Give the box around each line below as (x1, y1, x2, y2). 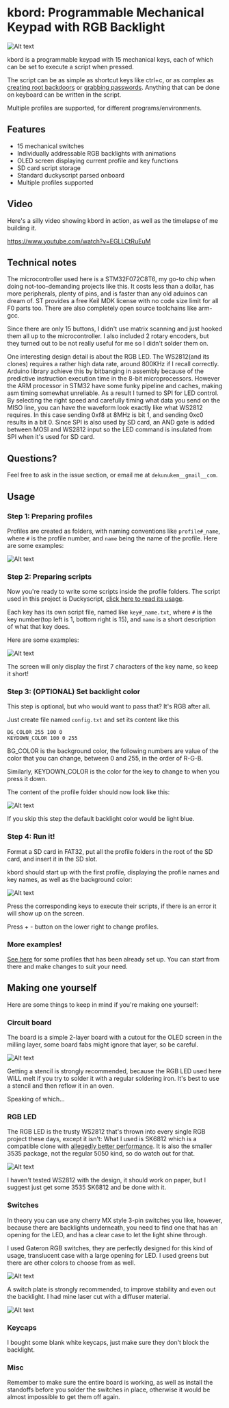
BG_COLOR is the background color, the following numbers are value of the (7, 747, 219, 755)
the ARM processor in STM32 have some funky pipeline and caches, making (7, 382, 223, 390)
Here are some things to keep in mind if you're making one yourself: (7, 1000, 198, 1009)
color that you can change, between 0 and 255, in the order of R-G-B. (7, 754, 204, 763)
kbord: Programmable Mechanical (7, 5, 204, 21)
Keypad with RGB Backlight (7, 19, 165, 35)
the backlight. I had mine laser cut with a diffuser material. (7, 1292, 171, 1300)
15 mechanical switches (16, 142, 84, 150)
